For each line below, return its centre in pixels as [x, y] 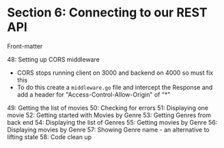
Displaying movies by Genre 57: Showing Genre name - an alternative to [108, 129]
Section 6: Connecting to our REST [107, 13]
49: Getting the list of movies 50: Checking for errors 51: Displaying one [108, 108]
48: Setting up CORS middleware [54, 59]
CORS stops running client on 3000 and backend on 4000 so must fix [115, 73]
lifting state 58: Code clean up [50, 137]
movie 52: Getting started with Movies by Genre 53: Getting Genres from [109, 115]
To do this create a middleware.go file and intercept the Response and [115, 87]
